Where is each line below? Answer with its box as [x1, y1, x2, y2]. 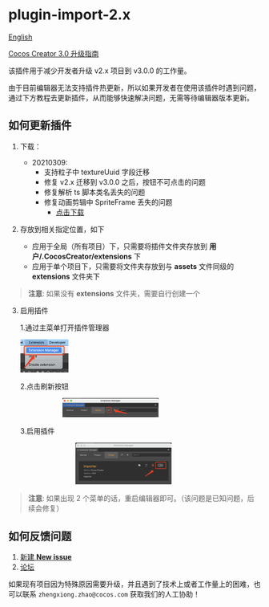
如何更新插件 [8, 119, 72, 132]
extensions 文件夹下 [31, 271, 100, 281]
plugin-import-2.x [8, 6, 130, 24]
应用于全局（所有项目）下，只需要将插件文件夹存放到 [31, 241, 208, 251]
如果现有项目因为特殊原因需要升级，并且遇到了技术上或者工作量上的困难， [8, 580, 254, 589]
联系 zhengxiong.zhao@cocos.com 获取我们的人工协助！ [22, 589, 200, 599]
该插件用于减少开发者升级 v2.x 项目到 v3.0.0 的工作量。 [8, 66, 191, 75]
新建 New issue [19, 552, 72, 562]
